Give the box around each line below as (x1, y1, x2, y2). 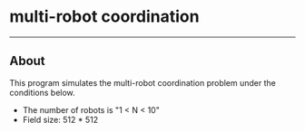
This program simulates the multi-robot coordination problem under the (9, 77, 277, 88)
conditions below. (9, 87, 75, 98)
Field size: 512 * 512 (22, 114, 98, 125)
